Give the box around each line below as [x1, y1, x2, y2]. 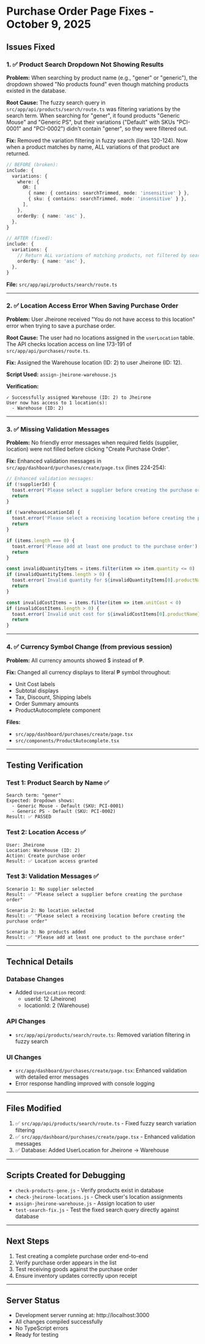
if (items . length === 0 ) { [6, 537, 75, 543]
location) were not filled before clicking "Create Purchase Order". [6, 445, 170, 453]
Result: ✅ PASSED [6, 814, 52, 820]
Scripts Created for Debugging [6, 1170, 126, 1180]
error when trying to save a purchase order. [6, 322, 116, 329]
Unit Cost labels [15, 680, 56, 687]
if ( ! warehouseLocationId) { [6, 510, 81, 516]
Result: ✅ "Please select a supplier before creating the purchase [6, 891, 183, 897]
